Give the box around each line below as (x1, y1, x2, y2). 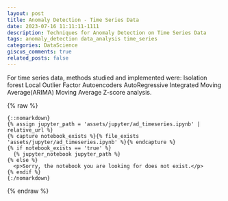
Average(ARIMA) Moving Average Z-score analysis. (7, 88, 152, 96)
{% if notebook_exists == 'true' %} (7, 145, 112, 152)
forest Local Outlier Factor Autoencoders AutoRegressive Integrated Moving (7, 80, 222, 89)
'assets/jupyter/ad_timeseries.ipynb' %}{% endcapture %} (7, 139, 176, 145)
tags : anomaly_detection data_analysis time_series (7, 36, 157, 43)
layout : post (7, 10, 45, 17)
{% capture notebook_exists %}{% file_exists (7, 132, 139, 139)
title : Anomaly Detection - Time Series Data (7, 16, 139, 23)
